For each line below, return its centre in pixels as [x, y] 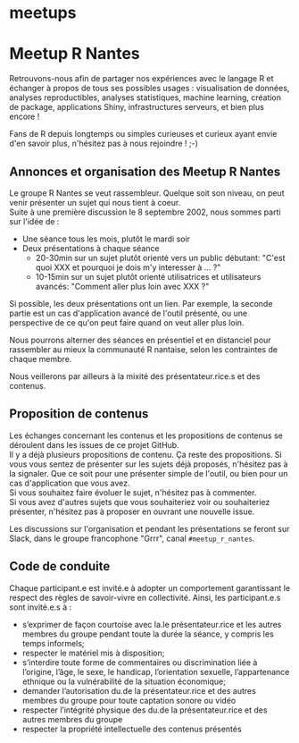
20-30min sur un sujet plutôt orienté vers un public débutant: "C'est [160, 258]
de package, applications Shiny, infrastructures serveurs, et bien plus [137, 107]
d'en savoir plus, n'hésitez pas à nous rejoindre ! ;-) [104, 144]
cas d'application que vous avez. [70, 483]
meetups [43, 13]
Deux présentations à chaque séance [91, 248]
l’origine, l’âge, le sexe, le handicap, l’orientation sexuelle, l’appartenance [156, 671]
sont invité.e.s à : [41, 607]
